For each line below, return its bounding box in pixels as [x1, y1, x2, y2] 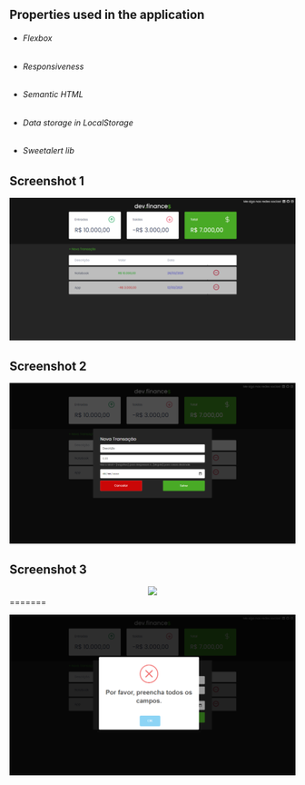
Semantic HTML [22, 89, 84, 100]
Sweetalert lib [22, 145, 74, 156]
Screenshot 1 [9, 174, 84, 189]
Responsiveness [22, 61, 84, 72]
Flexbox [22, 32, 53, 44]
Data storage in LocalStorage [22, 117, 133, 128]
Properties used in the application [9, 7, 205, 23]
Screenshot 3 [9, 561, 88, 577]
